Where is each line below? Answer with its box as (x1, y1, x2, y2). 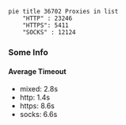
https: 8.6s (19, 101, 55, 111)
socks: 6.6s (19, 110, 58, 119)
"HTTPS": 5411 (22, 21, 69, 29)
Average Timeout (8, 66, 67, 76)
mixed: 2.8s (19, 84, 58, 94)
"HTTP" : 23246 (22, 14, 73, 22)
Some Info (8, 46, 49, 57)
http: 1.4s (19, 92, 50, 103)
